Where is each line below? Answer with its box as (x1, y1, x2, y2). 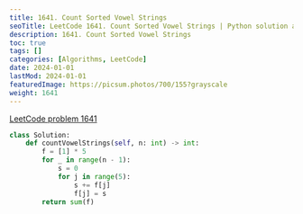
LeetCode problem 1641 (9, 113, 97, 124)
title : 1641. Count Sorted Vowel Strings (9, 13, 168, 22)
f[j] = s (73, 189, 106, 198)
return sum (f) (41, 197, 95, 207)
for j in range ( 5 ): (57, 172, 131, 181)
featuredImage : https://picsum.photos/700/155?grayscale (9, 80, 228, 89)
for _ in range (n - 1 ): (41, 156, 131, 165)
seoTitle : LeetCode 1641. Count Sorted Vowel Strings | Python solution (9, 22, 289, 31)
